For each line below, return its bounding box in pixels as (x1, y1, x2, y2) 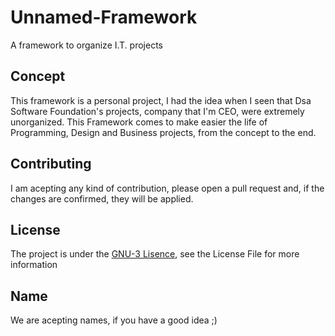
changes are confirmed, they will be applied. (10, 192, 194, 205)
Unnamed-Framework (10, 6, 198, 29)
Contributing (10, 156, 92, 173)
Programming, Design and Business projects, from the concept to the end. (10, 126, 317, 138)
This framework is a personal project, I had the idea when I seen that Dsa (10, 94, 312, 106)
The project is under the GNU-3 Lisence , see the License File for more (10, 248, 300, 260)
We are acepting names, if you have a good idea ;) (10, 314, 218, 326)
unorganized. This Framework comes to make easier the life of (10, 116, 268, 128)
